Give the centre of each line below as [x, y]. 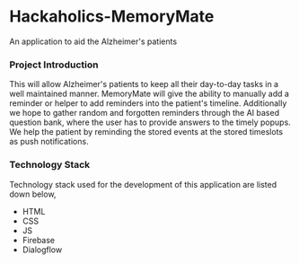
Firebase [39, 240]
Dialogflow [42, 250]
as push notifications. [49, 142]
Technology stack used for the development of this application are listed [143, 184]
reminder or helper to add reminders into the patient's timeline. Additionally [148, 103]
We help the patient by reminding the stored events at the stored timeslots [146, 132]
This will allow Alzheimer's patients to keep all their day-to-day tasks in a [144, 84]
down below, [33, 194]
